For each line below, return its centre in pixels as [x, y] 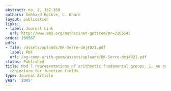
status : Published [25, 62]
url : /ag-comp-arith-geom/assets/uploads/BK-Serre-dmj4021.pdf [78, 57]
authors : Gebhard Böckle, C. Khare [43, 15]
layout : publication [27, 19]
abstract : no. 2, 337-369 [33, 10]
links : [12, 24]
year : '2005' [19, 80]
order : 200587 [20, 38]
